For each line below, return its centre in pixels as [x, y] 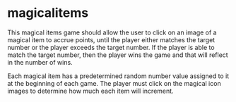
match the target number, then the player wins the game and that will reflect [118, 55]
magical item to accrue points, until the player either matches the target [111, 39]
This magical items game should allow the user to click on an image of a [112, 32]
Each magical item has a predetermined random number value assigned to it [118, 76]
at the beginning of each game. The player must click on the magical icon [114, 83]
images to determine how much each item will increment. [91, 91]
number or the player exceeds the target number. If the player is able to [111, 47]
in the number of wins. [40, 62]
